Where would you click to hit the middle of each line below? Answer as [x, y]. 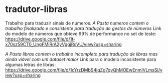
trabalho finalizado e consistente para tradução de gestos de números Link [83, 28]
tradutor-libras [37, 9]
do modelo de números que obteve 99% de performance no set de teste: [81, 33]
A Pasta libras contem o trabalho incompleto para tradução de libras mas [81, 54]
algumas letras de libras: [31, 64]
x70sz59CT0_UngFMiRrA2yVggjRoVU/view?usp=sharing [63, 44]
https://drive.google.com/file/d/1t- [40, 39]
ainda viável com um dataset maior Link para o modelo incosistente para [81, 59]
